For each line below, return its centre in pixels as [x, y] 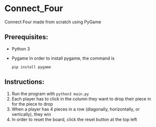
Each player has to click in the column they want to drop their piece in [81, 99]
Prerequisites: [26, 37]
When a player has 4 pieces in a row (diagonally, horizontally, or [76, 109]
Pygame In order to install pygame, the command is [63, 58]
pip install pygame [31, 67]
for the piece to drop [32, 104]
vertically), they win [31, 114]
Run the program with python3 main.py [50, 94]
